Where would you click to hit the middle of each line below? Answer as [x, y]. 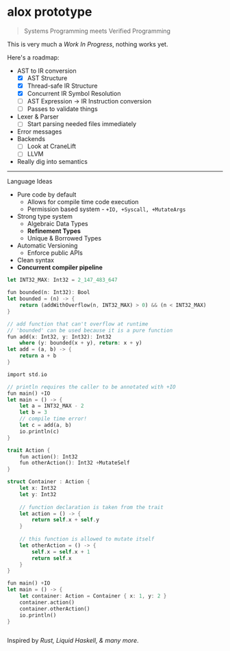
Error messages [39, 132]
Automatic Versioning [47, 246]
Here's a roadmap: [33, 57]
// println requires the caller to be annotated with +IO [91, 387]
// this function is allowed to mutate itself [87, 539]
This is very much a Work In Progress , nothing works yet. [88, 44]
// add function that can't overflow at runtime [78, 324]
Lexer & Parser [38, 116]
